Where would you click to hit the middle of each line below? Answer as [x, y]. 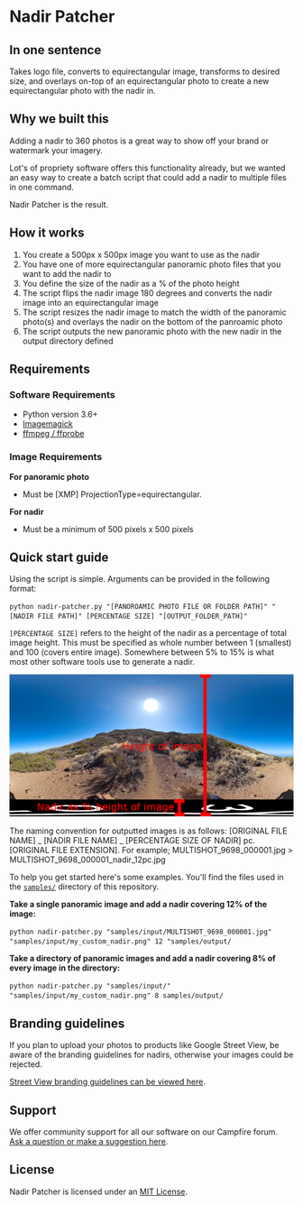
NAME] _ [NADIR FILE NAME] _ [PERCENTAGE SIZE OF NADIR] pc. [132, 841]
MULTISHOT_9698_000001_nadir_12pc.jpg [87, 860]
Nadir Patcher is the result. [59, 204]
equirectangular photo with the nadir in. [83, 91]
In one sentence [55, 50]
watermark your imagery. [56, 150]
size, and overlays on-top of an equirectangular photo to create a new [139, 81]
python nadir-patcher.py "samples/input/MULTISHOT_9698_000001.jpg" [141, 932]
